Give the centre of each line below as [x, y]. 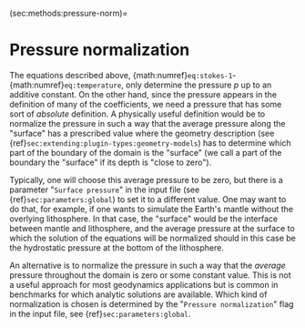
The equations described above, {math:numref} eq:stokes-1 [121, 75]
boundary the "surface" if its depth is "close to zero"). [111, 162]
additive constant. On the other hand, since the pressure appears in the [143, 94]
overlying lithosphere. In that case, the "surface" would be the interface [144, 219]
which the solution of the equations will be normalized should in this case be [152, 238]
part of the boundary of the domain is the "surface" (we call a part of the [146, 152]
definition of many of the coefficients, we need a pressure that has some [146, 104]
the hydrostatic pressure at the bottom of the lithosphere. [117, 247]
